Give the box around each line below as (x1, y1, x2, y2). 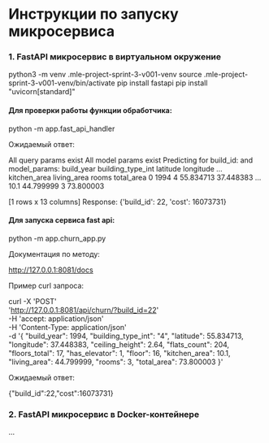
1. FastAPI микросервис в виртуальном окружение (8, 51, 222, 63)
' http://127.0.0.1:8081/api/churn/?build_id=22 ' (8, 305, 159, 315)
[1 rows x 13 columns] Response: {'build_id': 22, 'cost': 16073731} (8, 197, 227, 206)
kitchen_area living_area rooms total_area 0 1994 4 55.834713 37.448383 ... (8, 172, 262, 182)
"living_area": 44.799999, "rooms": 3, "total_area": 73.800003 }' (8, 357, 223, 367)
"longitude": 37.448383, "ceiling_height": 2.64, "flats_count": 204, (8, 339, 230, 350)
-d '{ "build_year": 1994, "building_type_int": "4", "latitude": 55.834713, (8, 331, 244, 341)
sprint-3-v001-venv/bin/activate (8, 78, 115, 88)
